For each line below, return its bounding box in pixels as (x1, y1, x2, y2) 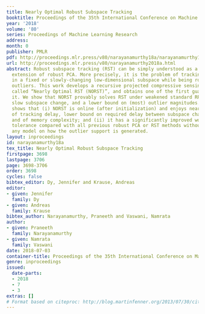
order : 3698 (6, 168, 37, 174)
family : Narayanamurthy (12, 230, 72, 236)
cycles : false (6, 173, 43, 180)
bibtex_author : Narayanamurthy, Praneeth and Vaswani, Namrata (6, 213, 171, 220)
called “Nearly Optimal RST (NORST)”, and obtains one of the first (12, 89, 190, 95)
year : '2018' (6, 20, 40, 26)
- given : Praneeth (6, 225, 53, 231)
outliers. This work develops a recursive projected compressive (12, 83, 182, 89)
